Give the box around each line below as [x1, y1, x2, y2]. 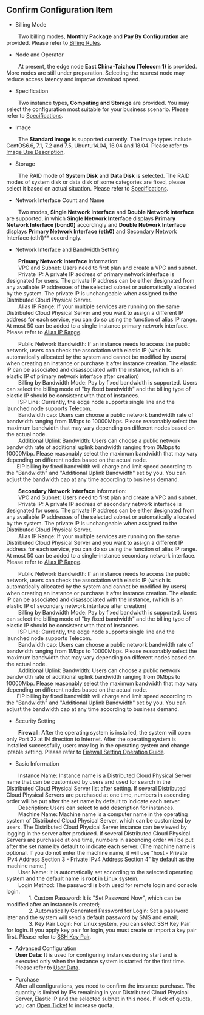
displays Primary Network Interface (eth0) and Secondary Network [6, 228, 177, 235]
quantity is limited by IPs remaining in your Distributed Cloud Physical [15, 988, 189, 996]
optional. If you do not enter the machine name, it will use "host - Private [6, 849, 188, 856]
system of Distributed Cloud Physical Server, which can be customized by [6, 817, 191, 824]
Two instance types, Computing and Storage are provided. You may [18, 99, 189, 106]
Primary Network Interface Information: [18, 257, 120, 265]
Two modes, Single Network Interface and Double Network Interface [18, 208, 194, 215]
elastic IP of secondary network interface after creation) [6, 602, 147, 609]
